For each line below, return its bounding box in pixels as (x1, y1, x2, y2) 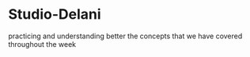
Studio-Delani (8, 5, 101, 23)
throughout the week (8, 39, 77, 48)
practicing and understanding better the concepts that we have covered (8, 31, 243, 41)
